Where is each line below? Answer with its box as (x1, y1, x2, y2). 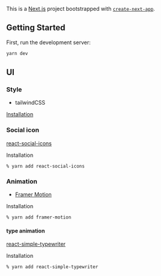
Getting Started (6, 22, 66, 33)
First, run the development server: (6, 39, 91, 46)
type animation (6, 227, 45, 234)
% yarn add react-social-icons (6, 163, 85, 169)
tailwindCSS (14, 99, 45, 107)
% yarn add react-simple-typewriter (6, 264, 98, 270)
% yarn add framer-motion (6, 214, 71, 220)
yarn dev (6, 50, 28, 56)
